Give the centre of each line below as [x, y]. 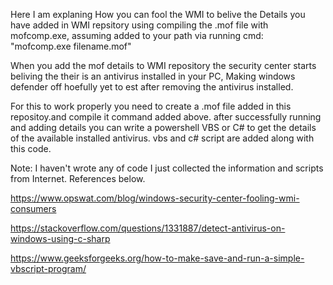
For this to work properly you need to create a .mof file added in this [151, 106]
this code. [31, 148]
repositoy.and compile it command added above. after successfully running [166, 117]
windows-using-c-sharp [60, 238]
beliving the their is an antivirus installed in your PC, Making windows [153, 76]
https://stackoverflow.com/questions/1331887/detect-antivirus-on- [148, 228]
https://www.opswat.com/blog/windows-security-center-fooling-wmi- [155, 198]
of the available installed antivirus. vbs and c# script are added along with [162, 138]
